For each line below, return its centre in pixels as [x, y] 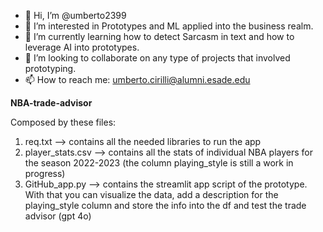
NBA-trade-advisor [51, 103]
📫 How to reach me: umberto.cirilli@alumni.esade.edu [137, 79]
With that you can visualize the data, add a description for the [151, 194]
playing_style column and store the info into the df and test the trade [165, 205]
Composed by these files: [63, 122]
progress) [45, 173]
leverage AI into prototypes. [82, 47]
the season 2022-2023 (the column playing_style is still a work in [159, 163]
